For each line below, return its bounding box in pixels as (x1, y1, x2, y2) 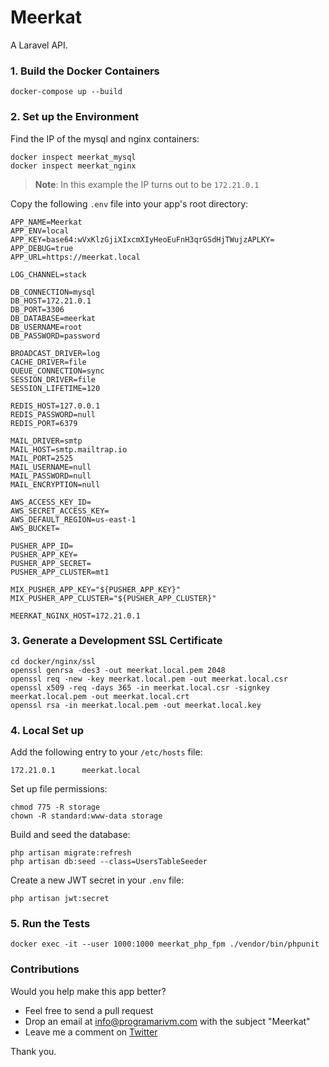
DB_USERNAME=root (10, 322, 83, 332)
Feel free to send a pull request (24, 1004, 154, 1016)
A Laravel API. (10, 39, 68, 51)
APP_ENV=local (10, 226, 70, 236)
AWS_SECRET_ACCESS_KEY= (10, 506, 110, 516)
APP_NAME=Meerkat (10, 217, 83, 227)
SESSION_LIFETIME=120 (10, 383, 101, 393)
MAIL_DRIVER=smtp (10, 436, 83, 446)
